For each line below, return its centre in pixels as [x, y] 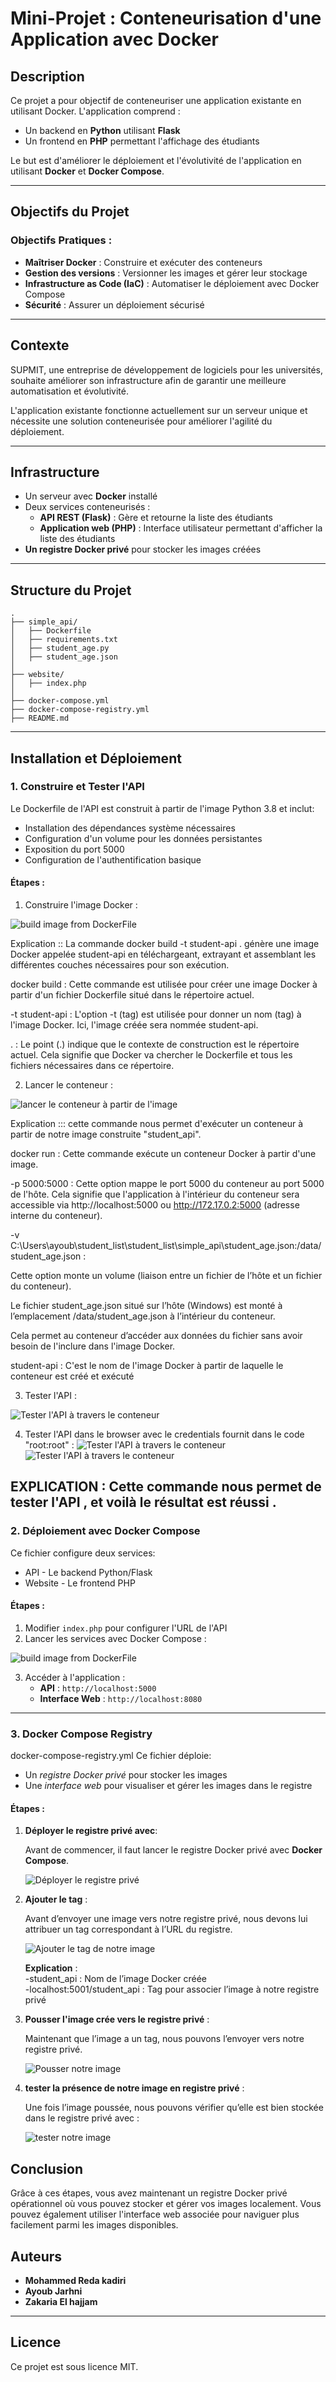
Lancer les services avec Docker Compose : [115, 1638]
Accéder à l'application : [75, 1677]
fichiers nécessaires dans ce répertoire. [92, 1066]
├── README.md [40, 718]
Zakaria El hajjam [61, 2302]
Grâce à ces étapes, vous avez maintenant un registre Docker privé [149, 2193]
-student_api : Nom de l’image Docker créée [116, 1979]
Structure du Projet [71, 590]
